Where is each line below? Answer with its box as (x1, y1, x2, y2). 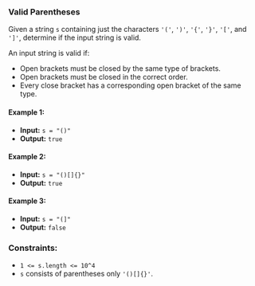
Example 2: (8, 152, 46, 162)
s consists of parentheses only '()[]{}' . (19, 269, 154, 279)
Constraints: (8, 242, 58, 253)
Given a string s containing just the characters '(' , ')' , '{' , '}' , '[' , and (8, 25, 247, 34)
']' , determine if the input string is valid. (8, 33, 142, 42)
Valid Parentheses (8, 6, 80, 18)
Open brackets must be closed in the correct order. (19, 72, 189, 82)
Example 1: (8, 107, 45, 117)
